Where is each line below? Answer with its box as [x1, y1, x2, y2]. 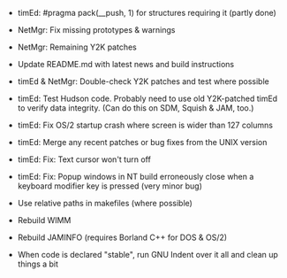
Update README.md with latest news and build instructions [17, 59, 235, 69]
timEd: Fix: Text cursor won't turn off [17, 154, 152, 165]
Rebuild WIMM [17, 215, 72, 225]
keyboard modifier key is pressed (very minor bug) [17, 181, 203, 191]
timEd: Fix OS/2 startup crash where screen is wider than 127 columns [17, 120, 274, 130]
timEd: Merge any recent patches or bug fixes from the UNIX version [17, 137, 268, 147]
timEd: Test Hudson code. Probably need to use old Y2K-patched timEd [17, 93, 278, 104]
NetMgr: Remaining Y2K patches [17, 42, 137, 52]
